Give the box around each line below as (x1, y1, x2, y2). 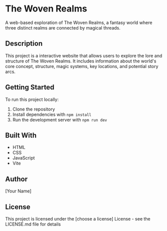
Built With (5, 131, 37, 139)
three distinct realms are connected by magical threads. (5, 24, 121, 30)
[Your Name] (5, 188, 32, 194)
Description (5, 39, 43, 48)
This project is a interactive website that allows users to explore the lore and (5, 52, 162, 58)
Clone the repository (12, 106, 55, 112)
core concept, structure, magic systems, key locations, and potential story (5, 63, 159, 69)
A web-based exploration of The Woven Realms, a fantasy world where (5, 19, 152, 25)
